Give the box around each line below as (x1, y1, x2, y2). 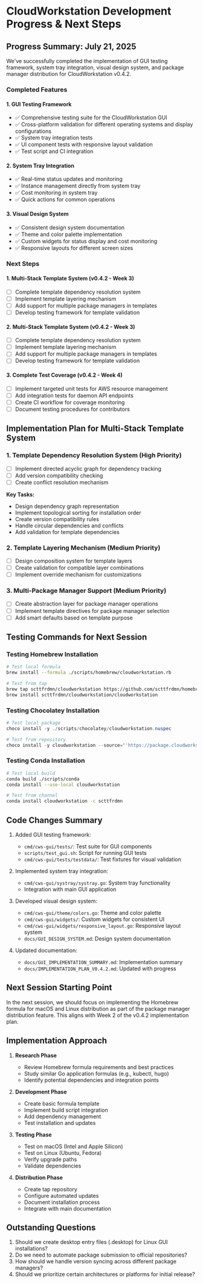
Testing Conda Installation (6, 757, 85, 765)
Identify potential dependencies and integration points (24, 1076, 159, 1084)
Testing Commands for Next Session (6, 632, 147, 643)
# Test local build (6, 770, 56, 776)
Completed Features (6, 85, 68, 93)
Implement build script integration (24, 1106, 108, 1113)
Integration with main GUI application (24, 886, 117, 893)
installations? (14, 1245, 48, 1252)
